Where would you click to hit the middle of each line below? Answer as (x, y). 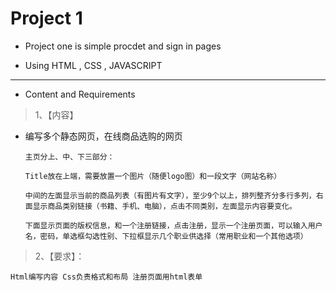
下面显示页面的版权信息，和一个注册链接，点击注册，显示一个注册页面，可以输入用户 (173, 225)
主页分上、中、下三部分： (69, 157)
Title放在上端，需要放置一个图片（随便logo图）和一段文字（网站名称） (153, 176)
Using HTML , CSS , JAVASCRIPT (93, 65)
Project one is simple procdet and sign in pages (123, 46)
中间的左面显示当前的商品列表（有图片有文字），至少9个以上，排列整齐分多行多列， (170, 195)
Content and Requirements (80, 94)
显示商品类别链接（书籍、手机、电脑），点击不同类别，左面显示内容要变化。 (164, 206)
